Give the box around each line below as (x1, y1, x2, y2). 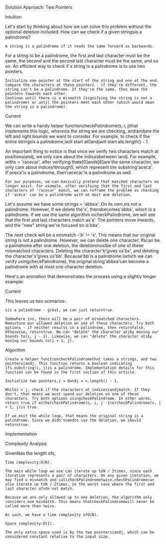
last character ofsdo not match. (5, 486, 75, 491)
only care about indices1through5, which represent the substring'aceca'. (5, 164, 153, 170)
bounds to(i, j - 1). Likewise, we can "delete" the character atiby (5, 334, 153, 339)
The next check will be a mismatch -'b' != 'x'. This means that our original (5, 232, 156, 238)
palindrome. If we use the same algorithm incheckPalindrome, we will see (5, 212, 156, 218)
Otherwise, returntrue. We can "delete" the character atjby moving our (5, 329, 159, 334)
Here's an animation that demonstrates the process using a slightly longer (5, 273, 157, 279)
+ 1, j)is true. (5, 405, 39, 410)
